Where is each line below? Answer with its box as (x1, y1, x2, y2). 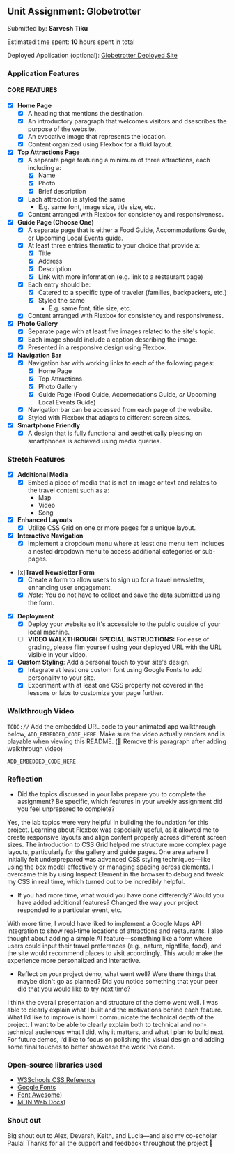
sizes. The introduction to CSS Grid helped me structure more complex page (7, 840, 227, 849)
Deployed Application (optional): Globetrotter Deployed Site (7, 51, 178, 59)
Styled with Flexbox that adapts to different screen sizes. (27, 413, 192, 422)
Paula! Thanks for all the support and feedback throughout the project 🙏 (7, 1139, 214, 1147)
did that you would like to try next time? (17, 985, 131, 993)
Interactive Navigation (17, 531, 84, 540)
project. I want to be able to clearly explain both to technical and (7, 1021, 192, 1029)
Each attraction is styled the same (27, 195, 125, 203)
